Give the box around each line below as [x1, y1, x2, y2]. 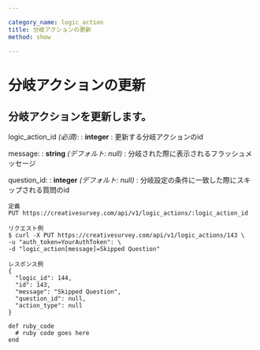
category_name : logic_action [8, 18, 104, 26]
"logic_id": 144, [15, 274, 72, 282]
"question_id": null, [15, 295, 87, 303]
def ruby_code [8, 322, 55, 330]
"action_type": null [15, 302, 83, 310]
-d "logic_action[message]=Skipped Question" [8, 245, 160, 253]
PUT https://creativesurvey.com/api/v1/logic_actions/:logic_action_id [8, 209, 248, 217]
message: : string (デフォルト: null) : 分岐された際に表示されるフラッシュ [8, 149, 246, 158]
